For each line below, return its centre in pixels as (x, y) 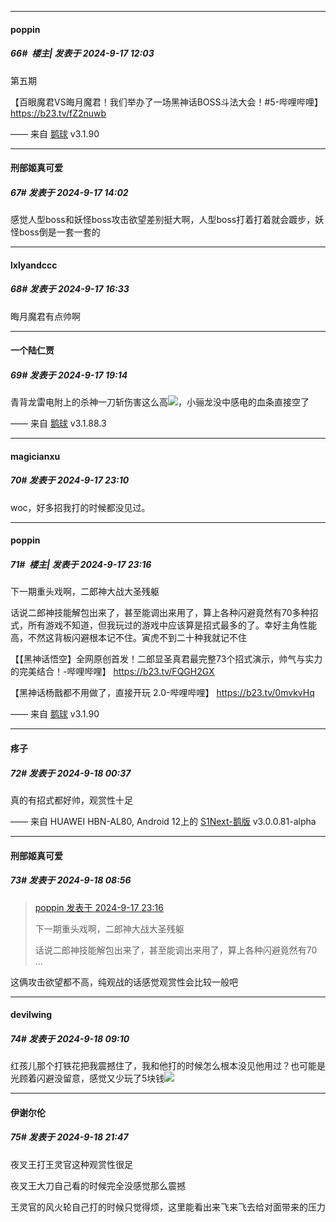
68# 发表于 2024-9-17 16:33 (70, 289)
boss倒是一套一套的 (59, 232)
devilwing (31, 1015)
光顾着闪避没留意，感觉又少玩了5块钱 (87, 1078)
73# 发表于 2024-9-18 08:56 (71, 880)
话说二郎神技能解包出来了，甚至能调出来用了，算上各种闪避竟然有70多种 (160, 613)
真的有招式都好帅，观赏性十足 (71, 800)
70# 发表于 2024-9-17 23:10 (70, 480)
